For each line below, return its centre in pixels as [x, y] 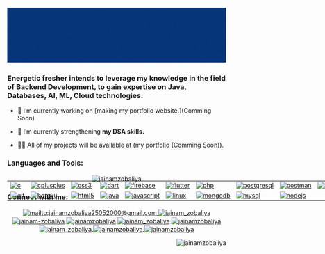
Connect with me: [38, 197]
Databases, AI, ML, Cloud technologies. [75, 95]
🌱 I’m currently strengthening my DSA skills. [81, 132]
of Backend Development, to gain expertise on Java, [97, 86]
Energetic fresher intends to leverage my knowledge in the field [116, 78]
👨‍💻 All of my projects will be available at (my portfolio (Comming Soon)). [120, 145]
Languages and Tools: [45, 163]
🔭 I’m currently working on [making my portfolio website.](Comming [114, 111]
